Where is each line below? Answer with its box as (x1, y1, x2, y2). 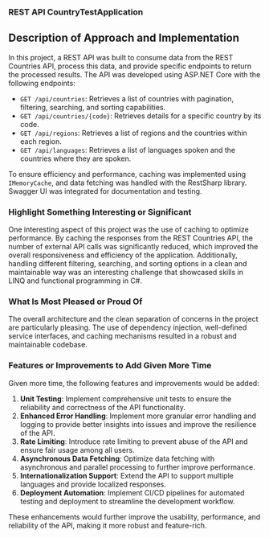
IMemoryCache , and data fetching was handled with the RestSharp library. (8, 178, 247, 187)
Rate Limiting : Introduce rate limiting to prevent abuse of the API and (19, 437, 248, 446)
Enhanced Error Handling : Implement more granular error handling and (19, 411, 257, 421)
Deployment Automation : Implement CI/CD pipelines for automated (19, 487, 245, 497)
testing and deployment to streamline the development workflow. (19, 496, 235, 506)
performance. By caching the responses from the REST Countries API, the (8, 233, 253, 243)
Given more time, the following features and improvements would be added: (8, 378, 259, 388)
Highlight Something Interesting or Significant (8, 206, 192, 217)
